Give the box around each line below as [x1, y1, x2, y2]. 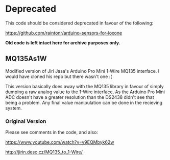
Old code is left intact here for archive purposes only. [5, 39, 120, 46]
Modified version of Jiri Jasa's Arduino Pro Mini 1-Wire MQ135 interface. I [5, 68, 160, 74]
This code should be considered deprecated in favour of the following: [5, 20, 154, 26]
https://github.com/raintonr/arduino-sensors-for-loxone [5, 30, 123, 36]
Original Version [5, 118, 46, 125]
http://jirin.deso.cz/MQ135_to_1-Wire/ [5, 149, 83, 155]
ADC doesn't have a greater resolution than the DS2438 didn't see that [5, 94, 154, 100]
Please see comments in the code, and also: [5, 129, 99, 136]
